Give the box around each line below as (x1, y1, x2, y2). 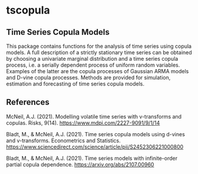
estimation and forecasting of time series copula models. (6, 80, 145, 87)
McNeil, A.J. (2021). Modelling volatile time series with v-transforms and (6, 113, 182, 120)
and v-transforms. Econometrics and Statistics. (6, 137, 121, 144)
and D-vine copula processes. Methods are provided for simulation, (6, 74, 171, 81)
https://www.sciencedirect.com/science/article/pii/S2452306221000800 (6, 143, 184, 150)
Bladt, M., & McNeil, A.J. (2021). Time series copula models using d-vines (6, 130, 185, 137)
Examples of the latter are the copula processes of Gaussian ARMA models (6, 68, 189, 74)
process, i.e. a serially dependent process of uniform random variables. (6, 61, 180, 68)
